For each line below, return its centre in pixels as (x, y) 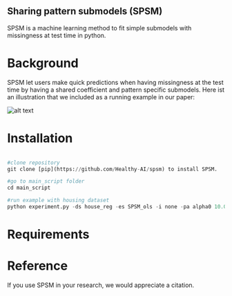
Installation (40, 138)
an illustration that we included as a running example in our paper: (101, 97)
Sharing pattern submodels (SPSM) (85, 11)
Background (43, 63)
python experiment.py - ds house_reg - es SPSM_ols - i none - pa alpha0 (109, 207)
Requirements (48, 235)
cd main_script (29, 188)
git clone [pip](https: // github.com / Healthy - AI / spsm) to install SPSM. (112, 169)
